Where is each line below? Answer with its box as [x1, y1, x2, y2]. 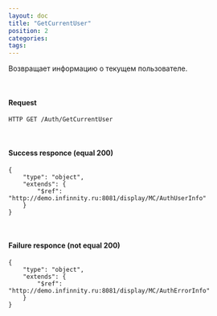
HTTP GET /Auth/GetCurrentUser [8, 116, 113, 124]
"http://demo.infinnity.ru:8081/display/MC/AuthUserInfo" [8, 194, 207, 202]
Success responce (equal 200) [8, 148, 114, 158]
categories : [8, 34, 48, 43]
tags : [8, 42, 27, 50]
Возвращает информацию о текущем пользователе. [8, 64, 188, 73]
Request [8, 97, 38, 107]
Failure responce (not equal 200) [8, 240, 121, 250]
